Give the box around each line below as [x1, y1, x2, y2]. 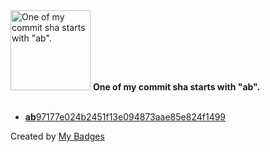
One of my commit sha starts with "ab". [92, 81, 261, 93]
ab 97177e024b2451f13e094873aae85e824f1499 [24, 111, 227, 123]
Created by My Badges [10, 130, 105, 142]
